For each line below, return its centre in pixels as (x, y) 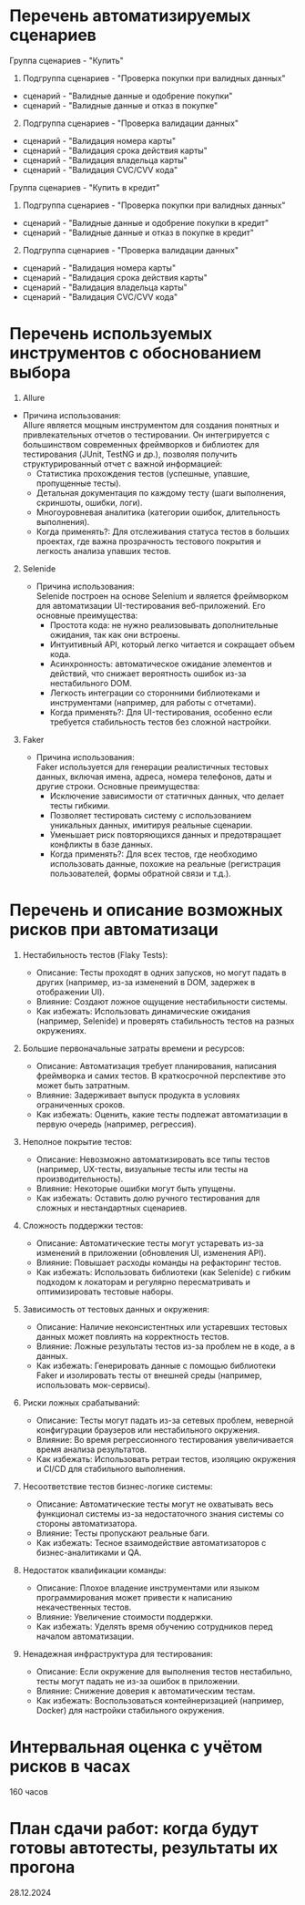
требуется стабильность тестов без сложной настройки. (160, 722)
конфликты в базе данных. (101, 844)
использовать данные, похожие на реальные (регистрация (165, 863)
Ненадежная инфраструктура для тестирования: (117, 1653)
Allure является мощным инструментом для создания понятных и (151, 425)
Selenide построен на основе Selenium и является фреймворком (162, 596)
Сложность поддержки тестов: (83, 1225)
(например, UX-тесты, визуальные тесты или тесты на (142, 1169)
